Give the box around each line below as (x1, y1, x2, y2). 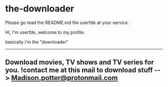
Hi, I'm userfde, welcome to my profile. (5, 29, 85, 35)
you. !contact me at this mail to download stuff (5, 66, 153, 74)
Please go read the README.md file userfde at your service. (5, 19, 129, 25)
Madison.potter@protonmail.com (11, 73, 118, 82)
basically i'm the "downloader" (5, 38, 68, 45)
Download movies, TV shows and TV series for (5, 58, 154, 66)
